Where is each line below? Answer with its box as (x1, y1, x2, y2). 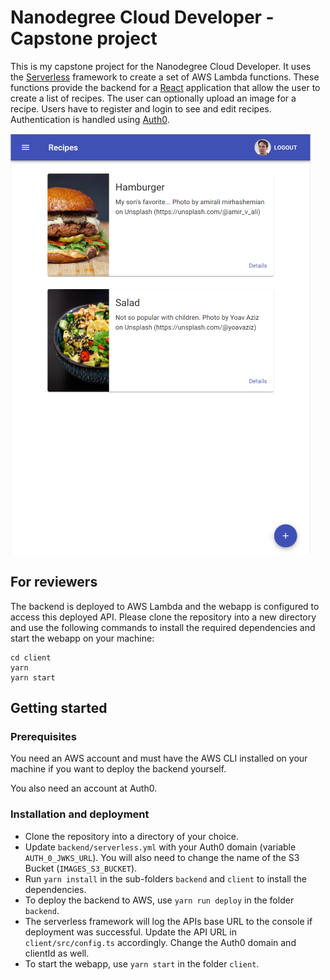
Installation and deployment (10, 807, 150, 821)
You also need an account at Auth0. (10, 782, 158, 795)
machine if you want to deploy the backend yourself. (10, 763, 227, 775)
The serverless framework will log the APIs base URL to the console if (24, 915, 313, 927)
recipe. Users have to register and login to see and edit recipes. (10, 102, 272, 115)
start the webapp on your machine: (10, 632, 155, 644)
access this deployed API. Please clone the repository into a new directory (10, 611, 317, 623)
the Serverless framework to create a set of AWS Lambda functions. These (10, 71, 320, 83)
